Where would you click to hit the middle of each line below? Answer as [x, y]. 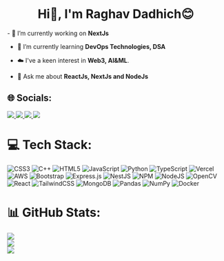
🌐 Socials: [30, 98]
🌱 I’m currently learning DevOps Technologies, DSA [91, 46]
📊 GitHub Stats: [54, 212]
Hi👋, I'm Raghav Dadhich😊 [116, 14]
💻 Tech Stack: [50, 145]
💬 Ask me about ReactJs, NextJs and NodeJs [83, 76]
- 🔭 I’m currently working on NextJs [58, 33]
